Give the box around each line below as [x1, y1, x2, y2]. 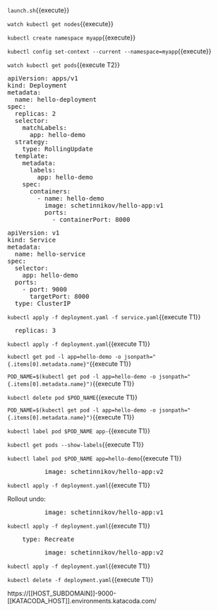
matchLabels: [22, 124, 67, 131]
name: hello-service [14, 250, 86, 258]
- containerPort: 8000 [52, 215, 131, 223]
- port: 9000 [22, 285, 67, 293]
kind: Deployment [7, 81, 67, 89]
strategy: [14, 138, 49, 146]
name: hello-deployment [14, 95, 97, 103]
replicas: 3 [14, 326, 56, 334]
